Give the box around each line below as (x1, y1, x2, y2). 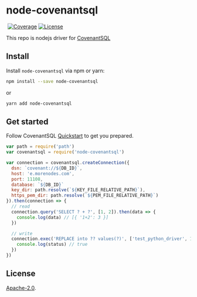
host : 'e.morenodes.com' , (11, 171, 75, 176)
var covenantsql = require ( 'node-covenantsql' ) (6, 149, 125, 155)
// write (11, 231, 33, 236)
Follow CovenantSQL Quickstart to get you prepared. (6, 132, 134, 139)
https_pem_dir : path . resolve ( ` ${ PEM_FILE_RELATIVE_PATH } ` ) (11, 192, 159, 199)
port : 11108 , (11, 176, 43, 182)
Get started (6, 116, 49, 126)
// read (11, 203, 30, 209)
